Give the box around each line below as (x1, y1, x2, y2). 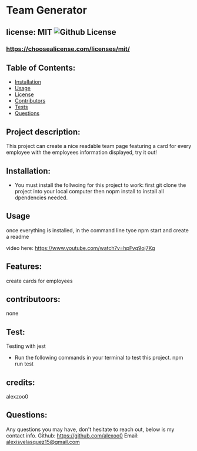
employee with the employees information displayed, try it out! (6, 149, 158, 156)
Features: (6, 262, 42, 272)
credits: (6, 377, 35, 387)
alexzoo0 (6, 393, 28, 400)
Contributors (14, 97, 46, 104)
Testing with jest (6, 343, 46, 350)
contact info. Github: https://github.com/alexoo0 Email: (6, 432, 139, 439)
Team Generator (6, 4, 87, 17)
